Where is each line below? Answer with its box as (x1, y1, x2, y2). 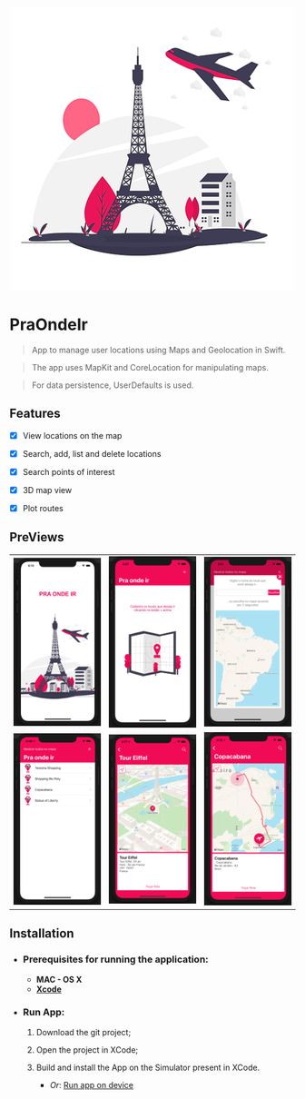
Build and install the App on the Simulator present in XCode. (35, 1062, 261, 1073)
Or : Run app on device (49, 1079, 134, 1090)
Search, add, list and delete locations (22, 448, 162, 459)
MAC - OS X (35, 974, 83, 985)
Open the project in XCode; (35, 1044, 139, 1055)
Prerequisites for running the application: (22, 953, 209, 965)
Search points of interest (22, 466, 115, 477)
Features (9, 406, 61, 421)
